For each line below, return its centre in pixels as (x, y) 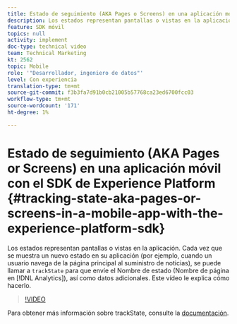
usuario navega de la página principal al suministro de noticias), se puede (114, 263)
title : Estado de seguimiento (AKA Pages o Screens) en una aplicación (115, 14)
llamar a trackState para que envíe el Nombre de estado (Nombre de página (118, 270)
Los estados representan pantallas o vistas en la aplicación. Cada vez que (115, 248)
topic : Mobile (28, 66)
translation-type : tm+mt (44, 86)
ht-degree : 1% (28, 112)
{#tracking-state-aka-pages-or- (104, 198)
